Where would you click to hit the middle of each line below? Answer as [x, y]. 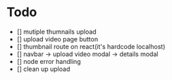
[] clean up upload [43, 69]
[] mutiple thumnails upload [56, 32]
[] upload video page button [57, 39]
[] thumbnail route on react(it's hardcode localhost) [91, 46]
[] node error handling [49, 61]
